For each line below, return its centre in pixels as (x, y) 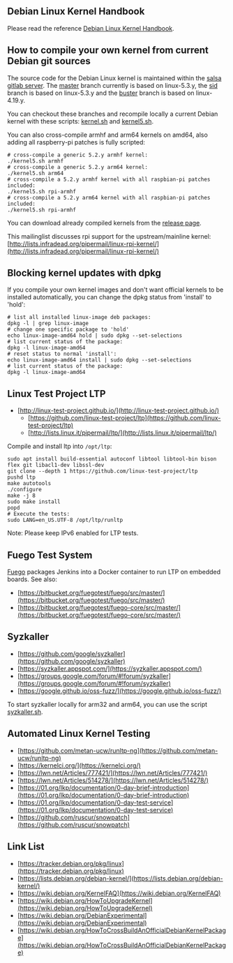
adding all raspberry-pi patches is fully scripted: (76, 142)
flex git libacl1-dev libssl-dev (56, 465)
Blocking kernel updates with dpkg (84, 273)
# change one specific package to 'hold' (68, 330)
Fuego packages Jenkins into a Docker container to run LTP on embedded (114, 572)
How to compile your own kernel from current (108, 51)
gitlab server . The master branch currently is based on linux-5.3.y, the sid (113, 85)
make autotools (29, 484)
